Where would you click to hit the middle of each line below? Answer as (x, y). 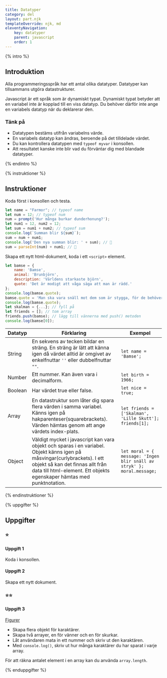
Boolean (17, 390)
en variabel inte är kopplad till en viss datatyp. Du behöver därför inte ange (82, 104)
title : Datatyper (23, 10)
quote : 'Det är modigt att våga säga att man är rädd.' (73, 284)
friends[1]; (135, 423)
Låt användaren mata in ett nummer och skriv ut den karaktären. (78, 640)
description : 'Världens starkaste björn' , (59, 279)
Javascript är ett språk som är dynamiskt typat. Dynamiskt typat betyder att (83, 99)
